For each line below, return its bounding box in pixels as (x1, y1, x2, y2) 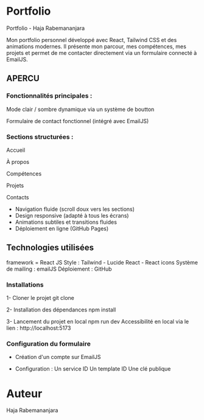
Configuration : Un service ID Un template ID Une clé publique (15, 365, 171, 372)
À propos (6, 158, 29, 165)
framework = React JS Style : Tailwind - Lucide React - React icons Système (6, 258, 198, 266)
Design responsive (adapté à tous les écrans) (15, 212, 129, 219)
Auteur (6, 386, 43, 400)
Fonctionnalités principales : (6, 91, 93, 100)
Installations (6, 280, 44, 289)
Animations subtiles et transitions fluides (15, 218, 118, 226)
